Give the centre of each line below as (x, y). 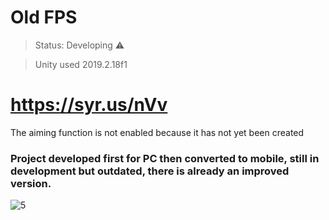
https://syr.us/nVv (89, 105)
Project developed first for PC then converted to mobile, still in (165, 158)
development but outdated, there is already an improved (150, 171)
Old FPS (44, 17)
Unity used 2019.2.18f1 (81, 64)
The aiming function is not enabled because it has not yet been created (157, 132)
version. (31, 183)
